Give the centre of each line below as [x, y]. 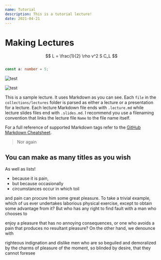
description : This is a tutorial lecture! [48, 14]
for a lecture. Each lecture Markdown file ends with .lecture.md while [74, 108]
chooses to [16, 214]
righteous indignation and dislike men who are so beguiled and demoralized [81, 243]
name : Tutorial [20, 9]
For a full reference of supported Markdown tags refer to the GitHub [73, 127]
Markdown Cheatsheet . [28, 133]
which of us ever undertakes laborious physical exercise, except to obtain [79, 203]
